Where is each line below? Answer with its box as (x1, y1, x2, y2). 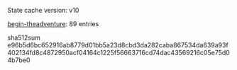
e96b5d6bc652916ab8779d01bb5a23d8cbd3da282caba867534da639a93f (7, 41, 228, 49)
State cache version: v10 (7, 6, 79, 14)
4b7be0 (7, 56, 31, 64)
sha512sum (7, 33, 40, 42)
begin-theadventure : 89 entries (7, 20, 99, 28)
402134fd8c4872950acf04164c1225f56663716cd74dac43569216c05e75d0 (7, 49, 231, 57)
